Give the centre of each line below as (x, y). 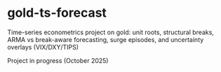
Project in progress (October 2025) (58, 60)
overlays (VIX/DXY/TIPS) (43, 47)
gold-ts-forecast (57, 13)
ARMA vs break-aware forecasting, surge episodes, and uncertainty (106, 39)
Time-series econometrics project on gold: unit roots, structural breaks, (110, 32)
